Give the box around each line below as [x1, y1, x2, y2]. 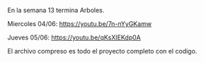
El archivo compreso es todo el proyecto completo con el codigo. [7, 47, 198, 55]
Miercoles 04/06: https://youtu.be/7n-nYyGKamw [7, 20, 152, 27]
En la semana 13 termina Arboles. [7, 6, 105, 14]
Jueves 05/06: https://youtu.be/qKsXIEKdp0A [7, 33, 141, 42]
